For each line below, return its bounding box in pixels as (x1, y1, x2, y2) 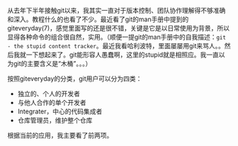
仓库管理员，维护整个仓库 (17, 116, 93, 124)
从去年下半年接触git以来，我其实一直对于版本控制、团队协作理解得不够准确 (7, 6, 226, 14)
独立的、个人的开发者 (17, 89, 80, 98)
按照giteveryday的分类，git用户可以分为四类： (7, 74, 142, 83)
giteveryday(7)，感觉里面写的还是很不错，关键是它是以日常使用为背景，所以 (7, 24, 230, 32)
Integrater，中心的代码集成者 (17, 107, 103, 116)
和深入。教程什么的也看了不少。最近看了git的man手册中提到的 (7, 15, 189, 23)
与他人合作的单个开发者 (17, 99, 86, 106)
